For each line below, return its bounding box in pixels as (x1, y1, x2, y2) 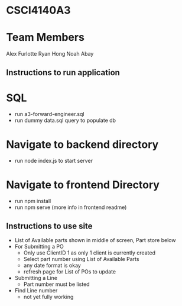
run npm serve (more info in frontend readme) (14, 204, 127, 211)
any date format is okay (23, 262, 81, 269)
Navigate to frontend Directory (6, 178, 160, 191)
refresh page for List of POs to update (23, 268, 116, 275)
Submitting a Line (14, 275, 58, 282)
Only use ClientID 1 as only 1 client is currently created (23, 249, 155, 256)
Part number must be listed (23, 281, 90, 288)
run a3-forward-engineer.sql (14, 111, 84, 118)
